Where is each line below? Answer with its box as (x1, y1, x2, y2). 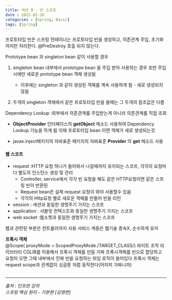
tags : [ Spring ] (5, 22, 38, 27)
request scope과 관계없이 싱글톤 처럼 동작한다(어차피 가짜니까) (5, 262, 132, 268)
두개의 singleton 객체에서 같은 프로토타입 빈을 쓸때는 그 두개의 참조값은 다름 (12, 99, 165, 105)
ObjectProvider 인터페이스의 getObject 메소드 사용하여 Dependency (12, 121, 155, 127)
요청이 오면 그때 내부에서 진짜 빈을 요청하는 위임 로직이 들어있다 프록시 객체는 (5, 255, 160, 262)
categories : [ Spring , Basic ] (5, 17, 70, 22)
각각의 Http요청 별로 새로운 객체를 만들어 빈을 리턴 (20, 195, 121, 201)
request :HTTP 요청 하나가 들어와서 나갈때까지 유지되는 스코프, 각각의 (12, 163, 153, 169)
